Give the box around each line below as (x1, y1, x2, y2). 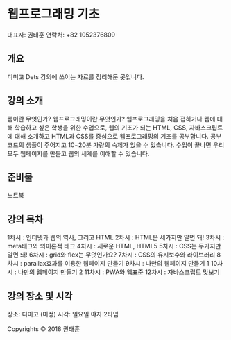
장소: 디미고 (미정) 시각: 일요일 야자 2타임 (7, 310, 119, 318)
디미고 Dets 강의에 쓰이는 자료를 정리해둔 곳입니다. (7, 72, 144, 80)
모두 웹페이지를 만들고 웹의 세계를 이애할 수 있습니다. (7, 149, 150, 158)
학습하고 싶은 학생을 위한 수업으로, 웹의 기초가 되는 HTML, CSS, (14, 123, 188, 132)
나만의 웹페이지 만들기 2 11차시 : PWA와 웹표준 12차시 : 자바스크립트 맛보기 (17, 268, 220, 276)
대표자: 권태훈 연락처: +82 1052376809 (7, 31, 116, 39)
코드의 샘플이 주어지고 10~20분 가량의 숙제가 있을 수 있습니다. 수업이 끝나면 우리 (7, 140, 225, 149)
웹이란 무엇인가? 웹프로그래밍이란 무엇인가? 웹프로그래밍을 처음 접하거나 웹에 (7, 114, 216, 123)
